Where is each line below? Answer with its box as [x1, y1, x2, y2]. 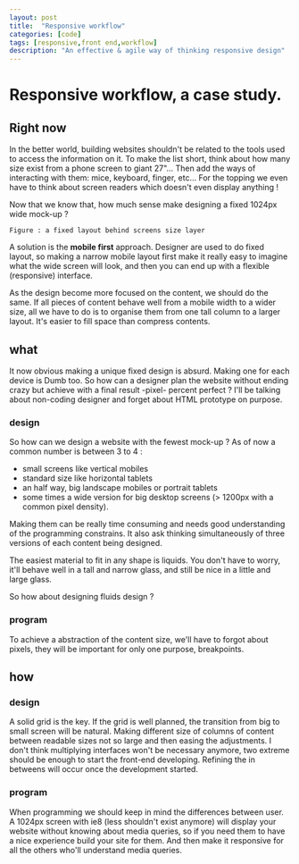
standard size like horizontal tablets [21, 473, 154, 483]
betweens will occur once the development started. [9, 764, 199, 775]
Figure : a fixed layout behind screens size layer [9, 226, 205, 235]
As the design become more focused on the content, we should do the [9, 288, 270, 298]
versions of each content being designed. [9, 538, 162, 549]
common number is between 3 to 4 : [9, 446, 143, 457]
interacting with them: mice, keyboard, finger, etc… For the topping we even [9, 172, 288, 183]
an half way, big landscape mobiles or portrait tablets [21, 482, 219, 493]
